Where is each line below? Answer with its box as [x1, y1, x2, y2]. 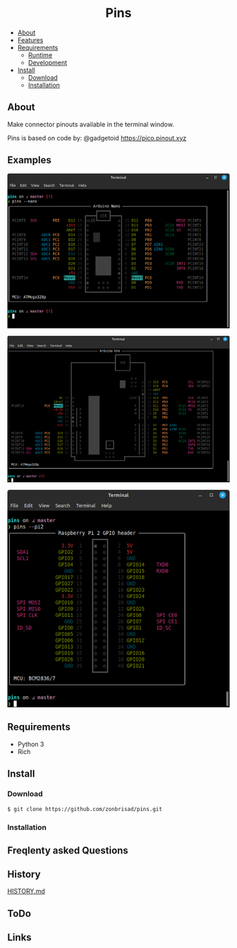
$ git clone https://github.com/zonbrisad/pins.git [7, 806, 162, 813]
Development [28, 58, 67, 66]
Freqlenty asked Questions [7, 844, 128, 856]
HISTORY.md [7, 887, 45, 896]
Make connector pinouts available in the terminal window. [7, 120, 174, 128]
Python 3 [17, 740, 44, 748]
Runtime [28, 51, 53, 59]
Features [17, 35, 44, 44]
